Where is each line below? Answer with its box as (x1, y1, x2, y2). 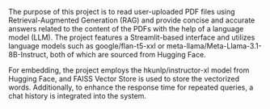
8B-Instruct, (8, 50, 49, 59)
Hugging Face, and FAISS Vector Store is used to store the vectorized (8, 74, 240, 83)
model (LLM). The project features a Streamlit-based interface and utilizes (8, 32, 255, 42)
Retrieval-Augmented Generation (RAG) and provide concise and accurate (8, 15, 255, 25)
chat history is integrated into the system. (8, 91, 147, 100)
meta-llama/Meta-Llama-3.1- (167, 41, 262, 51)
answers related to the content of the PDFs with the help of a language (8, 24, 244, 33)
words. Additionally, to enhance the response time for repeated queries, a (8, 82, 254, 92)
